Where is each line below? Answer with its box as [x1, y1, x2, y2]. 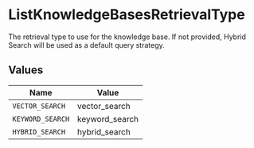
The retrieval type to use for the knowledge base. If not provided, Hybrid [8, 32, 247, 41]
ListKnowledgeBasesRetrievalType [8, 6, 245, 24]
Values [8, 64, 44, 77]
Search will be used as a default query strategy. [8, 40, 165, 49]
